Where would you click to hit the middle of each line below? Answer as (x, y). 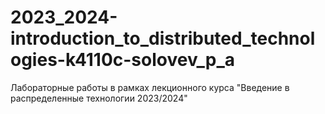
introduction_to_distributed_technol (163, 38)
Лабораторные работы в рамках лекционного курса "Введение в (150, 87)
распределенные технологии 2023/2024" (99, 98)
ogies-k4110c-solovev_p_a (122, 60)
